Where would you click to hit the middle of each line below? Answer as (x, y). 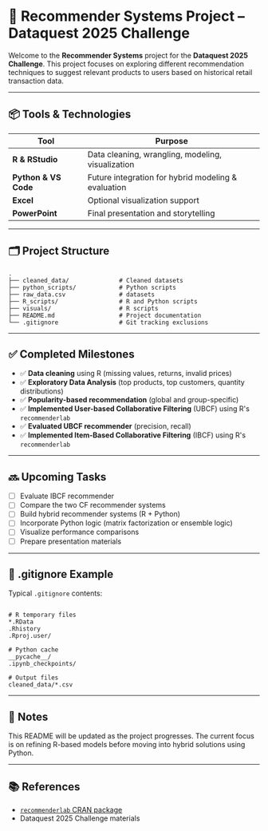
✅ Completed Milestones (71, 354)
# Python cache (33, 650)
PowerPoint (35, 213)
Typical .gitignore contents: (55, 593)
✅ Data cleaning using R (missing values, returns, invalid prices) (126, 374)
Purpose (172, 140)
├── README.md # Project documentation (105, 315)
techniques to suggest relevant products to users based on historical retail (130, 72)
